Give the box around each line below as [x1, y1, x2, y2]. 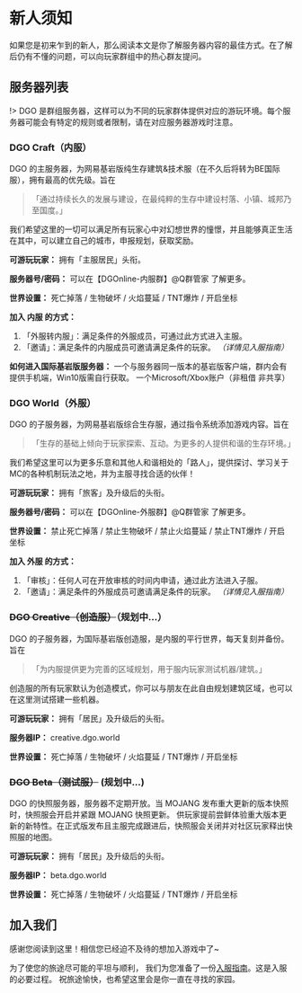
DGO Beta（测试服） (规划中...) [9, 776, 146, 788]
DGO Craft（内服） [9, 141, 92, 154]
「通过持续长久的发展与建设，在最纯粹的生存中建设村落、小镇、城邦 [31, 194, 284, 205]
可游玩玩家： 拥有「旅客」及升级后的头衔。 [9, 487, 169, 499]
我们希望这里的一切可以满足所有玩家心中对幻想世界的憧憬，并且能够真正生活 [9, 224, 293, 235]
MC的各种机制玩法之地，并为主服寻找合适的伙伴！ [9, 468, 196, 479]
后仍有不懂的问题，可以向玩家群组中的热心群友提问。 [9, 50, 207, 61]
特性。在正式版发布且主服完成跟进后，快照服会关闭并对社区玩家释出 [32, 820, 285, 831]
